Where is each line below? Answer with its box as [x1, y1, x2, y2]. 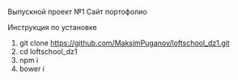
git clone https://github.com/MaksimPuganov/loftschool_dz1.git [19, 38, 230, 48]
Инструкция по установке [7, 23, 98, 32]
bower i [19, 64, 45, 74]
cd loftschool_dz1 [19, 47, 78, 56]
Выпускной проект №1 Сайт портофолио [7, 7, 147, 16]
